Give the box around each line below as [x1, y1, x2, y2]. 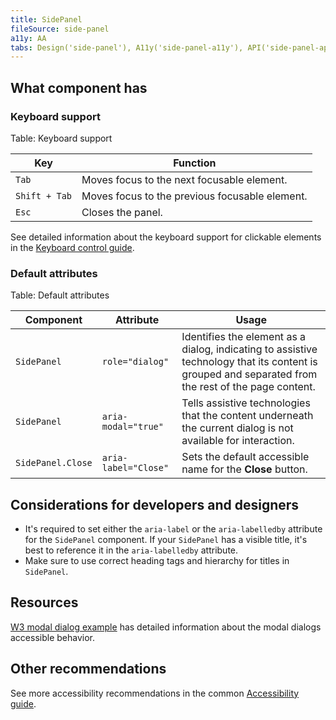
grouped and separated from [181, 367, 318, 381]
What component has [10, 79, 148, 96]
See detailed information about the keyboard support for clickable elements [10, 231, 322, 243]
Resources [10, 594, 79, 611]
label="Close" [101, 462, 170, 474]
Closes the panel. [81, 205, 163, 219]
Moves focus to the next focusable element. [81, 172, 288, 186]
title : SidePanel [10, 14, 83, 25]
